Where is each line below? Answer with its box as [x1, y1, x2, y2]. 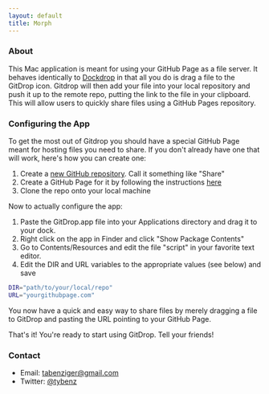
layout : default [8, 11, 63, 20]
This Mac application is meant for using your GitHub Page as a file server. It [8, 63, 259, 73]
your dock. [19, 225, 56, 235]
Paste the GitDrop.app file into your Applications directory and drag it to [19, 217, 258, 227]
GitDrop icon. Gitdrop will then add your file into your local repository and [8, 81, 251, 91]
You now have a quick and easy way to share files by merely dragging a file [8, 306, 258, 315]
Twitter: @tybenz [19, 376, 78, 386]
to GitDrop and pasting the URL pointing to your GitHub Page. [8, 314, 211, 323]
